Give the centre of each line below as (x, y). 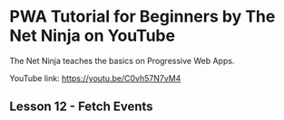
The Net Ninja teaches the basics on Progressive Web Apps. (122, 60)
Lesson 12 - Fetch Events (81, 107)
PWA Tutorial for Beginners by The (142, 17)
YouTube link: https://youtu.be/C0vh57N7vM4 (95, 78)
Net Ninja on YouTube (92, 36)
